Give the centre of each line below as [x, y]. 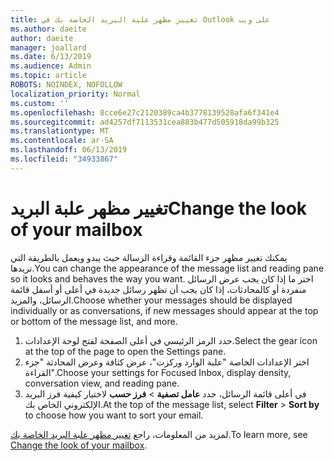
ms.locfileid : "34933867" [64, 159]
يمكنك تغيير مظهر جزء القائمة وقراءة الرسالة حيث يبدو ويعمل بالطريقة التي [149, 257]
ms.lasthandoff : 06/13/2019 [69, 150]
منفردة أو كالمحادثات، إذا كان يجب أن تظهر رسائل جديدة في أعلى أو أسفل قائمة [158, 289]
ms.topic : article [48, 76]
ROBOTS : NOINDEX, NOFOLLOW [66, 85]
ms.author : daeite [48, 29]
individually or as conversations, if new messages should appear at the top [164, 310]
